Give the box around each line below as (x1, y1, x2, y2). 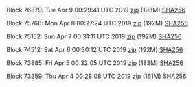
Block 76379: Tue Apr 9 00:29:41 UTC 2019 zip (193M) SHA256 (6, 6, 186, 14)
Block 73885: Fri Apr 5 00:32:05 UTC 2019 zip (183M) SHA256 (6, 59, 183, 67)
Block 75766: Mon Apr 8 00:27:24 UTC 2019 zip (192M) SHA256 (6, 19, 188, 27)
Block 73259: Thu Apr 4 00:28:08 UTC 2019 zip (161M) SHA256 (6, 72, 187, 80)
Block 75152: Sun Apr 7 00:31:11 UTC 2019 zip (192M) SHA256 (6, 32, 183, 40)
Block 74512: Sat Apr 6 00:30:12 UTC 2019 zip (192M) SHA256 (6, 46, 183, 53)
